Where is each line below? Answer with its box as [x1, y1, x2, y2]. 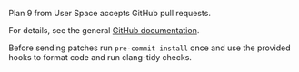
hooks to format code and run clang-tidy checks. [8, 52, 193, 62]
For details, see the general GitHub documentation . [8, 25, 200, 35]
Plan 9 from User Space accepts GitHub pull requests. [8, 8, 211, 18]
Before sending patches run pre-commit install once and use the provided [8, 42, 291, 53]
